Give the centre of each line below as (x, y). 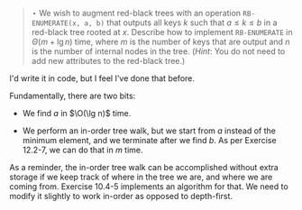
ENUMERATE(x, (56, 23)
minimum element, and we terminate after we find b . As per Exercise (149, 140)
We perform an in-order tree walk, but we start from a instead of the (149, 131)
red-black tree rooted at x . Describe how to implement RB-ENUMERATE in (162, 32)
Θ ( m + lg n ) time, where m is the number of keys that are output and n (160, 41)
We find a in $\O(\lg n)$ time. (77, 113)
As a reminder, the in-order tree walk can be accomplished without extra (144, 167)
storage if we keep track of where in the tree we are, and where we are (141, 177)
